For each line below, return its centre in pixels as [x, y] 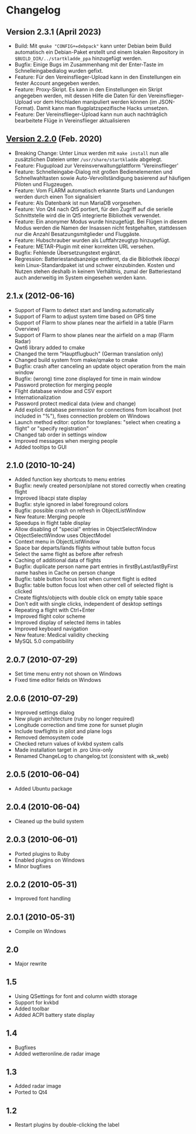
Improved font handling [43, 899]
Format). [25, 108]
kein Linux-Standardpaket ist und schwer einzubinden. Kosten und [95, 265]
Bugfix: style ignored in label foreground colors [71, 504]
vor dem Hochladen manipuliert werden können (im [95, 102]
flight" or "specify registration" [51, 428]
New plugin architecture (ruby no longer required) [74, 719]
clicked [23, 592]
